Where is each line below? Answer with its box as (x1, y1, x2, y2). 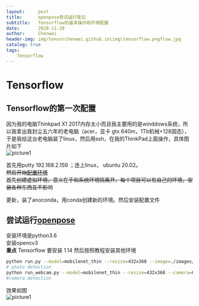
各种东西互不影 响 (11, 183, 53, 190)
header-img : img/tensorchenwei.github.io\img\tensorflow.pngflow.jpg (6, 36, 182, 42)
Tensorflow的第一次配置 (6, 103, 97, 113)
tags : (6, 47, 20, 53)
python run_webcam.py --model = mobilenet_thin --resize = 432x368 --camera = (6, 270, 192, 276)
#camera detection (6, 275, 52, 282)
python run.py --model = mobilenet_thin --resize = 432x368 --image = (6, 259, 171, 264)
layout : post (6, 8, 49, 15)
